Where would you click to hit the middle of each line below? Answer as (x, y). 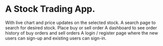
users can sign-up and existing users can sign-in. (56, 38)
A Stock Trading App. (50, 9)
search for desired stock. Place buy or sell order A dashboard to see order (81, 27)
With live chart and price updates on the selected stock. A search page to (81, 23)
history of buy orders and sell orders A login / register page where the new (81, 33)
